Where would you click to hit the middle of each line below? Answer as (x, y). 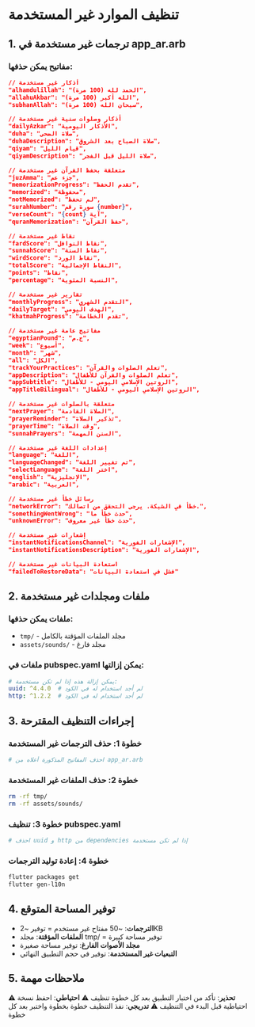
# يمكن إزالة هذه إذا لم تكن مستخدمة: (63, 681)
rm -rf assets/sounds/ (46, 804)
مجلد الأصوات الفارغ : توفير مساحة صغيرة (80, 945)
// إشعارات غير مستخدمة (48, 535)
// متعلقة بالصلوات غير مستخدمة (61, 404)
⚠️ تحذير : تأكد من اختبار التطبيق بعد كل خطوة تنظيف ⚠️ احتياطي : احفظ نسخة (122, 997)
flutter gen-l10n (37, 884)
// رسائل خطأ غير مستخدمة (51, 499)
